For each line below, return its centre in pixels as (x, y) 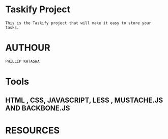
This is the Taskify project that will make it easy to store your (78, 23)
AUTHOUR (28, 48)
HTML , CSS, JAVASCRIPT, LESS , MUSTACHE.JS (84, 100)
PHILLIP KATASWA (22, 61)
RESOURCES (33, 130)
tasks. (12, 27)
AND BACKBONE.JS (38, 108)
